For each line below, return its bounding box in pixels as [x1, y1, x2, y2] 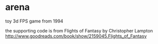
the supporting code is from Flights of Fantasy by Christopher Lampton [5, 27, 153, 33]
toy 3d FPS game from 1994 [5, 18, 64, 24]
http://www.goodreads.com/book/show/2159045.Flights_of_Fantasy [5, 33, 147, 39]
